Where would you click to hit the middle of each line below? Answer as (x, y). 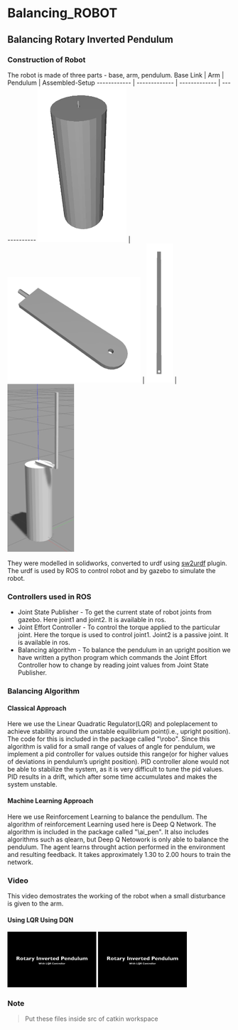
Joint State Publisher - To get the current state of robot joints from (114, 612)
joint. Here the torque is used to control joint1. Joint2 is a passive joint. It (123, 635)
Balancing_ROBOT (63, 13)
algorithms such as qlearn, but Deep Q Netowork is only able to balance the (118, 839)
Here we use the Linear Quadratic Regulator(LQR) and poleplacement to (113, 724)
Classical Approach (37, 708)
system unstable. (33, 784)
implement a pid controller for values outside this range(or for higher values (118, 754)
